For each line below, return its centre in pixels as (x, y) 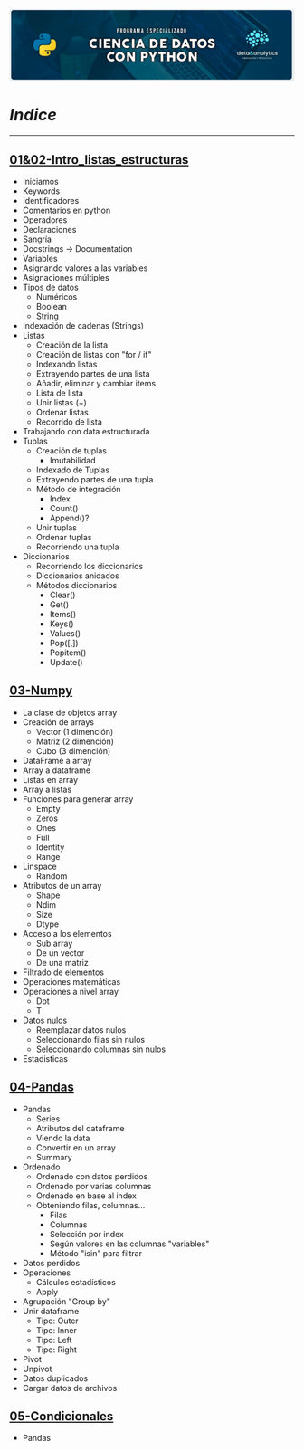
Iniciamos (40, 182)
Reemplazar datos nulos (81, 1030)
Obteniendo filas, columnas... (90, 1205)
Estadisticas (45, 1058)
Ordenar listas (62, 413)
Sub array (54, 943)
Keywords (41, 191)
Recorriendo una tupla (77, 547)
